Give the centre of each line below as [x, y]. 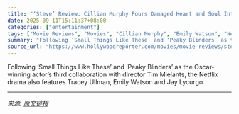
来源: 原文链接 [28, 103]
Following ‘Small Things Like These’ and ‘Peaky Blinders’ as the [100, 67]
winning [19, 74]
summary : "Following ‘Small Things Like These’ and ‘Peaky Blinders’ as [117, 40]
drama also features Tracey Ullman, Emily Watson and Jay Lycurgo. [106, 82]
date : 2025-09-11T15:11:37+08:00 [57, 21]
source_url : [25, 47]
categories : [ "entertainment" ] [54, 27]
